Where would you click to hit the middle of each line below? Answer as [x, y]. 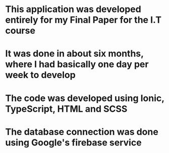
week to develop [40, 75]
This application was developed [73, 9]
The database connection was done [82, 132]
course [20, 31]
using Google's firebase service [74, 142]
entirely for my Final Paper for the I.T [83, 20]
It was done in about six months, [74, 54]
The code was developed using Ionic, [85, 98]
